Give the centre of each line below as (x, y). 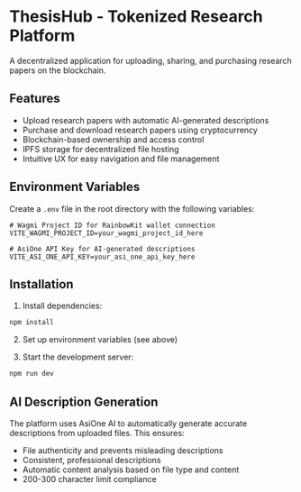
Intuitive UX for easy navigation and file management (121, 159)
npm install (32, 323)
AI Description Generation (84, 401)
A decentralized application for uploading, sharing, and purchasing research (151, 60)
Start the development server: (78, 357)
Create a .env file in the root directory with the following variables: (132, 208)
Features (35, 99)
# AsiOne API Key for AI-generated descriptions (102, 249)
